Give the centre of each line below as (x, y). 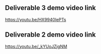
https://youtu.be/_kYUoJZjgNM (36, 46)
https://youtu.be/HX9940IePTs (36, 19)
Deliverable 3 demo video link (50, 8)
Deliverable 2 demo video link (50, 35)
